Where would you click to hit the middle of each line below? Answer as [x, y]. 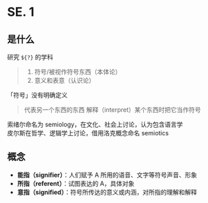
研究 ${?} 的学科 [30, 57]
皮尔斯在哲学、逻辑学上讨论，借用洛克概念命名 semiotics [88, 133]
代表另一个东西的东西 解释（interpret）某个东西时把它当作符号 [112, 110]
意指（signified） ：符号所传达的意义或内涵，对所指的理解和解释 [107, 192]
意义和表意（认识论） [64, 80]
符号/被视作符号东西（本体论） [78, 72]
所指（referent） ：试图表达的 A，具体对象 [76, 183]
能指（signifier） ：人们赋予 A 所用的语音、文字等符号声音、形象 [107, 175]
